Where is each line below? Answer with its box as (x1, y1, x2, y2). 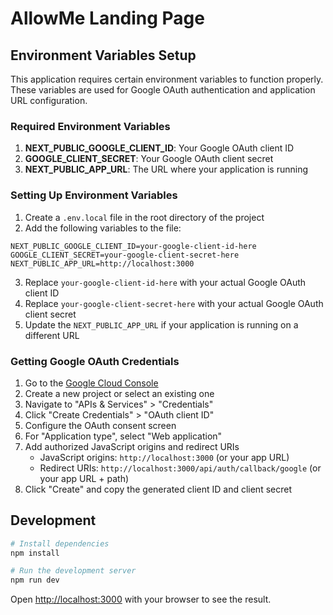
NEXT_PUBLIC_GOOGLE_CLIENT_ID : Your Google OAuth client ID (24, 142, 295, 154)
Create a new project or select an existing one (24, 387, 215, 399)
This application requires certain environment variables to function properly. (10, 73, 324, 85)
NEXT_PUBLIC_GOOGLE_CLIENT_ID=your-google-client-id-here (10, 241, 257, 251)
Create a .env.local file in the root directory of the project (24, 211, 265, 223)
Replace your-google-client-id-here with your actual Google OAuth (24, 276, 307, 288)
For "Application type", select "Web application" (24, 430, 223, 442)
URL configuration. (10, 95, 88, 106)
